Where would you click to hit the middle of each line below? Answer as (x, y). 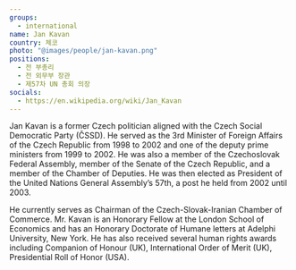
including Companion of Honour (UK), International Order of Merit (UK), (141, 248)
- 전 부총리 (36, 68)
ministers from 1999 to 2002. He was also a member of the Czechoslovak (144, 155)
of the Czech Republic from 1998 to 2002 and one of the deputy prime (139, 145)
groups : (24, 17)
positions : (30, 59)
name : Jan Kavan (39, 34)
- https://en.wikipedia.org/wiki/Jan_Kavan (99, 101)
